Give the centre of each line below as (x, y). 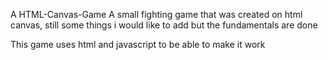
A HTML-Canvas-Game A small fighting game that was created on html (156, 14)
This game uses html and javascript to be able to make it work (138, 44)
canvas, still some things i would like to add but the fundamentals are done (164, 25)
